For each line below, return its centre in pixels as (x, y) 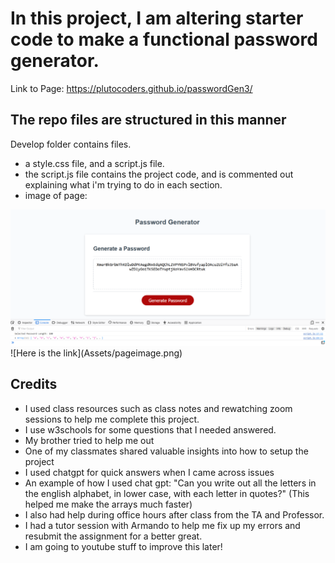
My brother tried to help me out (89, 440)
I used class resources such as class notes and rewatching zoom (158, 408)
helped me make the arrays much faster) (108, 504)
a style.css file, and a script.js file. (94, 163)
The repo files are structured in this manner (148, 120)
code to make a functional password (164, 39)
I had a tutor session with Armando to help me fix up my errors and (162, 525)
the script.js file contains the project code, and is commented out (159, 174)
